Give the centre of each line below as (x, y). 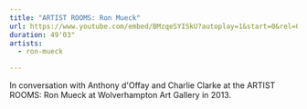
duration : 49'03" (42, 35)
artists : (26, 43)
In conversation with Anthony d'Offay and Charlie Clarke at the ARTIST (143, 85)
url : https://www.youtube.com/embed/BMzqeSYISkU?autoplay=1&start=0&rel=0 (155, 26)
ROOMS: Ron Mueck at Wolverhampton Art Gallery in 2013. (120, 95)
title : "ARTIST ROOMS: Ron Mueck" (75, 18)
